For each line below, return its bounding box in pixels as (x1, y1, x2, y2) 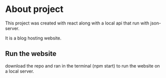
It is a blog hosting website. (5, 35, 62, 41)
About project (5, 3, 64, 15)
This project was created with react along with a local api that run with (5, 20, 150, 26)
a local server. (5, 68, 34, 74)
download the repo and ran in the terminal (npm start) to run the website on (5, 62, 161, 68)
